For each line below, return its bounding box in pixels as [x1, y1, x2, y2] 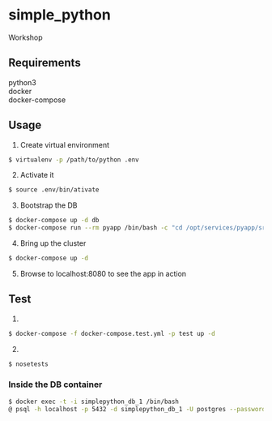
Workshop [8, 32, 43, 42]
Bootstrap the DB [19, 200, 79, 210]
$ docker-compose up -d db [8, 217, 100, 225]
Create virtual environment [19, 140, 110, 149]
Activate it [19, 170, 54, 180]
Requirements [8, 56, 81, 70]
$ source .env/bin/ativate [8, 186, 100, 194]
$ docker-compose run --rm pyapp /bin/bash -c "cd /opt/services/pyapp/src [8, 224, 270, 232]
